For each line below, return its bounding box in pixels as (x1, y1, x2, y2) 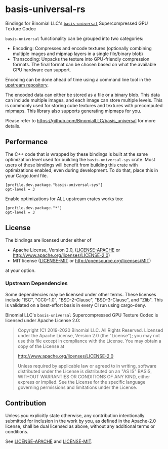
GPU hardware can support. (12, 67, 71, 73)
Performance (5, 138, 48, 146)
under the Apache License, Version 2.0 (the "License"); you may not (17, 332, 160, 338)
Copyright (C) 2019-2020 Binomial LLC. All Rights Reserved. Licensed (17, 327, 163, 333)
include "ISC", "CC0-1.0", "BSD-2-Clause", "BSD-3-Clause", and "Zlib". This (5, 297, 163, 303)
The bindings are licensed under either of (5, 237, 92, 243)
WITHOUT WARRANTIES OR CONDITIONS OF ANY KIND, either (17, 373, 150, 380)
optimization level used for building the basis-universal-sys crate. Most (5, 156, 155, 162)
